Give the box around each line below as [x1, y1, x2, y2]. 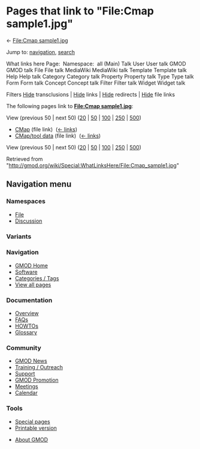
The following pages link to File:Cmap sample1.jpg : [6, 102, 134, 109]
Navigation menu [6, 179, 72, 190]
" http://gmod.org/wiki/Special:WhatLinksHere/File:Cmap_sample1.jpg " [6, 161, 180, 169]
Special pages [14, 418, 50, 425]
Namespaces [6, 197, 46, 205]
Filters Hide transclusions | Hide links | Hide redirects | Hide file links [6, 91, 175, 98]
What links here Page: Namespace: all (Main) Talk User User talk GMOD [6, 60, 186, 67]
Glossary [14, 329, 38, 336]
